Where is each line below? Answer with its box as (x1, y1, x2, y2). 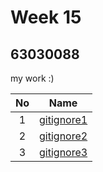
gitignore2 (39, 129, 88, 143)
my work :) (10, 72, 55, 84)
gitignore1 (39, 113, 88, 126)
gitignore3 (39, 146, 88, 159)
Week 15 (10, 6, 82, 29)
